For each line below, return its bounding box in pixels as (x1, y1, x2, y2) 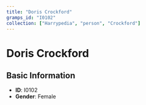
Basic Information (6, 70, 76, 81)
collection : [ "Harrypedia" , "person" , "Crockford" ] (6, 20, 141, 26)
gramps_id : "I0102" (6, 15, 56, 21)
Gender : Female (15, 93, 56, 100)
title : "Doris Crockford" (6, 8, 72, 15)
